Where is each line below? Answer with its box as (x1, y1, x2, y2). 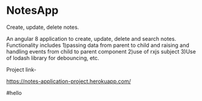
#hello (6, 89, 22, 96)
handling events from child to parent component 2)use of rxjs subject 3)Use (6, 47, 196, 55)
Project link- (6, 66, 36, 73)
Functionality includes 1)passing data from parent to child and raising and (6, 41, 190, 49)
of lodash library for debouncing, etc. (6, 54, 99, 61)
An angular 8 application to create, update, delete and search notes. (6, 35, 177, 42)
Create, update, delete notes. (6, 23, 79, 31)
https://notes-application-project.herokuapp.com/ (6, 78, 132, 85)
